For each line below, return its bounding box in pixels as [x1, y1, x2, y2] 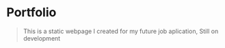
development [23, 34, 61, 42]
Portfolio [6, 5, 57, 20]
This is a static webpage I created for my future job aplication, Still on [23, 27, 219, 35]
